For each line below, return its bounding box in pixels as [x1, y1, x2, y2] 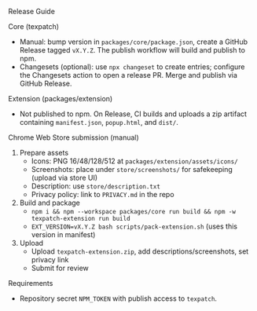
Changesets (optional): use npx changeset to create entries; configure [19, 62, 245, 71]
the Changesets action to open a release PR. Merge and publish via [19, 71, 238, 79]
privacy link [31, 255, 69, 264]
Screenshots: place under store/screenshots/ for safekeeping [31, 165, 233, 174]
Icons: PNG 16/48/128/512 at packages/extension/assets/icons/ [31, 156, 238, 166]
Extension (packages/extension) [8, 94, 113, 103]
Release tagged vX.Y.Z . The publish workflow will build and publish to [19, 46, 246, 54]
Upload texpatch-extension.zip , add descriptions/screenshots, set [31, 247, 249, 256]
